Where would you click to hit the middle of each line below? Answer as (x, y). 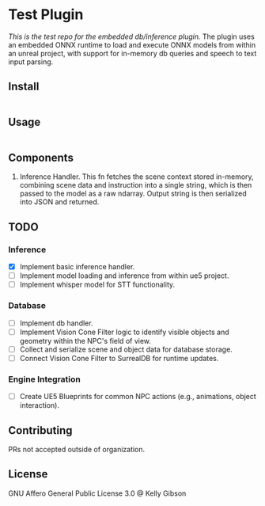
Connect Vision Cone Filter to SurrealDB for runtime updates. (119, 358)
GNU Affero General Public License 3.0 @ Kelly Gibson (97, 493)
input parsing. (31, 62)
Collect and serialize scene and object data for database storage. (126, 349)
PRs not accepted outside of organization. (77, 449)
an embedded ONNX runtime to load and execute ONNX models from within (132, 44)
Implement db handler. (56, 323)
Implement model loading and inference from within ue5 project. (124, 276)
